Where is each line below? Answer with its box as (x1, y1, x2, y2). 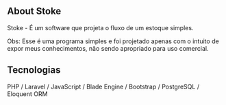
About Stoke (7, 5, 62, 17)
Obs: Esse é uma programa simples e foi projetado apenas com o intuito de (7, 37, 219, 45)
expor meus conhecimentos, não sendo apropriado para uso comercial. (7, 44, 209, 52)
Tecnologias (7, 65, 61, 76)
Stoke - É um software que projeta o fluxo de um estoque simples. (7, 23, 194, 32)
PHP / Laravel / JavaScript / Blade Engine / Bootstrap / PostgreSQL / (7, 82, 200, 91)
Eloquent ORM (7, 89, 48, 98)
